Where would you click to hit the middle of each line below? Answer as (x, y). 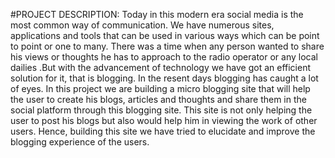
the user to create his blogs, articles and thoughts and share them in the (158, 99)
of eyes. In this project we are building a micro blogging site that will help (160, 88)
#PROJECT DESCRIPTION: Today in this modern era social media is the (157, 14)
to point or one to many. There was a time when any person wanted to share (167, 46)
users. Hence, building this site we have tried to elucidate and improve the (163, 131)
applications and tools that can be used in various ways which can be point (165, 35)
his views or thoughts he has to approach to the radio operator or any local (164, 57)
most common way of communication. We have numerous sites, (142, 25)
